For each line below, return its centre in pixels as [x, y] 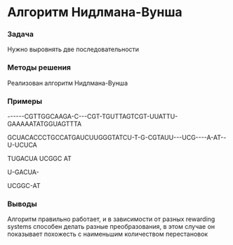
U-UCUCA [22, 145]
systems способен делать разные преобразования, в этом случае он [111, 227]
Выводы [22, 204]
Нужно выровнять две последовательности [73, 49]
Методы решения [39, 67]
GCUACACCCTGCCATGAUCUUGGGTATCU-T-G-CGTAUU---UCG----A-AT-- [117, 138]
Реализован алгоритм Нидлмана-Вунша [68, 83]
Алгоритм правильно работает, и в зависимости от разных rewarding [111, 219]
